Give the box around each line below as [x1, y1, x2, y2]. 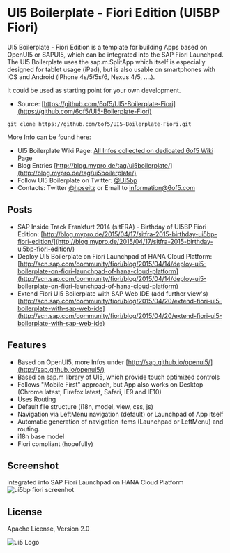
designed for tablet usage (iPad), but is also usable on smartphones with [7, 65, 216, 73]
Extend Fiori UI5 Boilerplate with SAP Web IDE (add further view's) [17, 289, 208, 298]
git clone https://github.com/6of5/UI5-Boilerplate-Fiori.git [7, 120, 192, 127]
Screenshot [7, 459, 59, 471]
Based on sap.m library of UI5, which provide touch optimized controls [17, 373, 220, 381]
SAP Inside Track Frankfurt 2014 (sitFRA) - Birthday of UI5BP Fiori [17, 222, 207, 231]
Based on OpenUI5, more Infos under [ [17, 358, 129, 366]
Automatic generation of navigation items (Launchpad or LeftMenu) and [17, 417, 224, 426]
